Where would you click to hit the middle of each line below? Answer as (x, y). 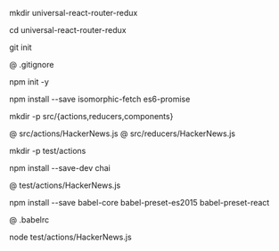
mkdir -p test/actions (48, 151)
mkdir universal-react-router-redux (74, 13)
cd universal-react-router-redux (68, 30)
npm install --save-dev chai (60, 168)
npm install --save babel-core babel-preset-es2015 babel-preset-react (139, 202)
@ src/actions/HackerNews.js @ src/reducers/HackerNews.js (123, 134)
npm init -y (29, 82)
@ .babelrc (29, 220)
